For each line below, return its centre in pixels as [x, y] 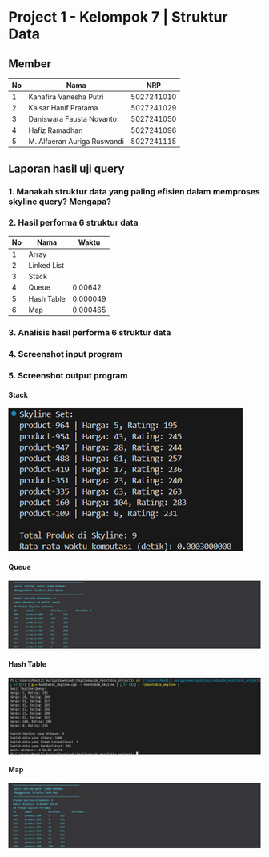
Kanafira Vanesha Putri [66, 97]
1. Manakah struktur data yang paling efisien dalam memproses [134, 191]
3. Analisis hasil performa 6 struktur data [90, 333]
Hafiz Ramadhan [56, 130]
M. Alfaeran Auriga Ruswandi [76, 141]
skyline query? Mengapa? [60, 202]
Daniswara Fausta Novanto [73, 119]
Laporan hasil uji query [66, 168]
